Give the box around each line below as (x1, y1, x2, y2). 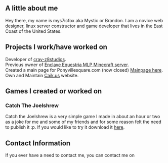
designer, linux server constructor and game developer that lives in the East (5, 23, 163, 29)
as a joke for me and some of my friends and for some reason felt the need (5, 119, 161, 125)
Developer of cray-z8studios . (5, 56, 67, 62)
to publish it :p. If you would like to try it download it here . (5, 124, 125, 130)
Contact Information (5, 139, 71, 147)
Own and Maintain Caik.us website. (5, 72, 79, 78)
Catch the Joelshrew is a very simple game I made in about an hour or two (5, 114, 160, 120)
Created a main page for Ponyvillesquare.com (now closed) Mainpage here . (5, 67, 163, 73)
